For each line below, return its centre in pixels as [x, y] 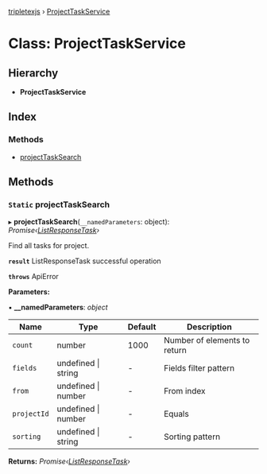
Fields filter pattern [199, 368]
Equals [176, 414]
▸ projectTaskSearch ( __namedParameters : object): [89, 222]
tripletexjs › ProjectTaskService [59, 12]
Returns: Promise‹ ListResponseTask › [70, 461]
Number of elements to [207, 340]
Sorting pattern [192, 437]
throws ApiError [34, 277]
